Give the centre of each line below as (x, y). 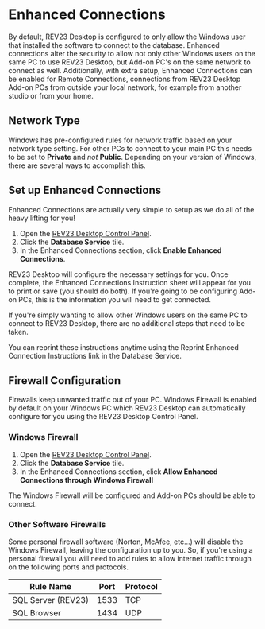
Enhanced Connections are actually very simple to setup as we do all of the (131, 209)
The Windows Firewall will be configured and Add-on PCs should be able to (132, 495)
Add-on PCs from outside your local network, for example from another (125, 87)
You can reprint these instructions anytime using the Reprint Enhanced (124, 347)
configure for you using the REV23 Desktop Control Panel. (103, 417)
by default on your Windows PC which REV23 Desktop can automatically (127, 408)
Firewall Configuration (65, 381)
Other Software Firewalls (57, 524)
